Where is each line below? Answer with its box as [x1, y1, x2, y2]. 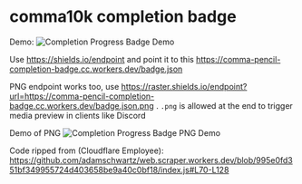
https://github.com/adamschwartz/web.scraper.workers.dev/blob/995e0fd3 [9, 154, 293, 165]
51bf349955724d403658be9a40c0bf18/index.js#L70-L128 [9, 164, 229, 175]
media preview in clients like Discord [9, 110, 146, 121]
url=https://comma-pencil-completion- [9, 91, 155, 102]
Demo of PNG [9, 127, 62, 138]
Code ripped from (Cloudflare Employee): [9, 145, 164, 156]
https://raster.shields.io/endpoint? [121, 81, 248, 92]
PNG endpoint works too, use [9, 81, 120, 92]
